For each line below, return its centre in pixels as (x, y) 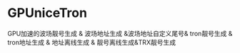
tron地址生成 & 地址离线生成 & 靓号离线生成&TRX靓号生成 (92, 42)
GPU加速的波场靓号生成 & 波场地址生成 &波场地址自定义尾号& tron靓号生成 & (120, 33)
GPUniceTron (47, 13)
